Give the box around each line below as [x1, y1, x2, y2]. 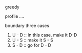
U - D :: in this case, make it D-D [12, 32, 77, 38]
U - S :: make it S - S [12, 37, 54, 43]
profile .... [5, 13, 24, 19]
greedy [5, 4, 20, 10]
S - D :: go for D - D [12, 42, 51, 48]
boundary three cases [5, 23, 50, 28]
